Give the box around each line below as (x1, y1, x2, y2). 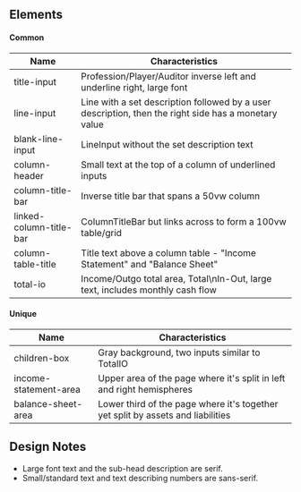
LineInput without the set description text (80, 138, 254, 150)
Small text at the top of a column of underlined (80, 158, 276, 171)
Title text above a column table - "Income (80, 246, 257, 259)
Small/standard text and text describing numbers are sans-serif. (21, 472, 258, 483)
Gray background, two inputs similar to (98, 346, 261, 359)
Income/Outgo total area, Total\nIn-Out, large (80, 272, 272, 284)
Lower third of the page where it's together (98, 397, 279, 410)
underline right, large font (80, 81, 188, 93)
